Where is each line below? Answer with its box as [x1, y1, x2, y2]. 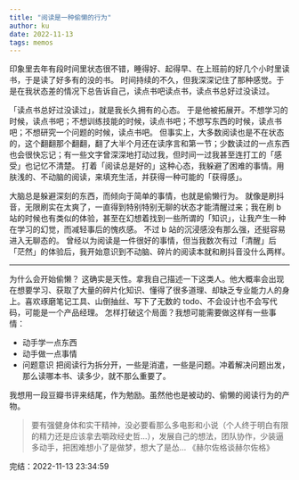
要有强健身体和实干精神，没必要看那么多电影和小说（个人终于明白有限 [30, 420, 289, 431]
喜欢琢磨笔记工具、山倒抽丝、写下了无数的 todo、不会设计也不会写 [24, 296, 270, 307]
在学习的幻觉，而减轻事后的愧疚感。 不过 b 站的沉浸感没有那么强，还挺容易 [9, 224, 287, 235]
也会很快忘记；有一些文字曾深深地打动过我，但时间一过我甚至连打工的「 [9, 149, 274, 161]
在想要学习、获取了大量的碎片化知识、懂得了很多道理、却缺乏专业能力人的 [9, 285, 282, 295]
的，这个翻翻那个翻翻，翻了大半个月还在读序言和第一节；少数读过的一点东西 [9, 138, 290, 149]
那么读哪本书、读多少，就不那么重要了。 [21, 371, 171, 382]
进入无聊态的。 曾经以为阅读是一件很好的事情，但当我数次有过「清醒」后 [9, 236, 277, 246]
